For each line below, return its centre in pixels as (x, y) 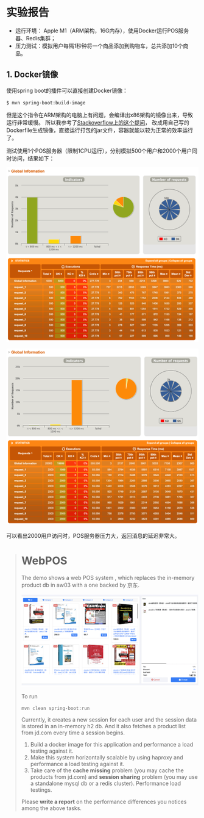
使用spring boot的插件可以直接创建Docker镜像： (67, 90)
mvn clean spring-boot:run (55, 708)
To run (29, 696)
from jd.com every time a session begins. (73, 733)
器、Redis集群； (36, 38)
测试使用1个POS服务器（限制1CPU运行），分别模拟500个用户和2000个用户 (99, 151)
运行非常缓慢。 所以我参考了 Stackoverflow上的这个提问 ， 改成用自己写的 (98, 122)
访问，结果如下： (33, 158)
